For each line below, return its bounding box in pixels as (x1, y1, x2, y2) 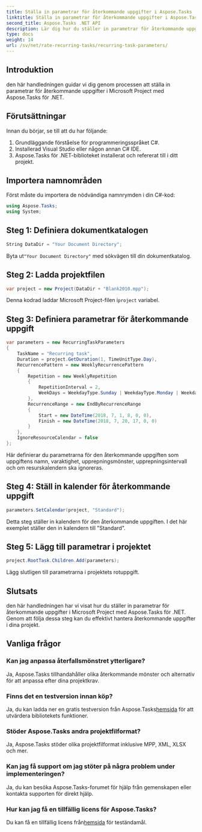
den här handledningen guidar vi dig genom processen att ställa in (6, 81, 170, 88)
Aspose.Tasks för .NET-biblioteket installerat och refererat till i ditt (14, 151, 179, 159)
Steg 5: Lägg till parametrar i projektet (6, 541, 151, 552)
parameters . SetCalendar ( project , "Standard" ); (6, 507, 125, 513)
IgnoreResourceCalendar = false (17, 435, 98, 441)
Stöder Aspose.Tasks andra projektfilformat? (6, 727, 141, 736)
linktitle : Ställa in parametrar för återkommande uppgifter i (6, 14, 168, 20)
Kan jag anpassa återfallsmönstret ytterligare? (6, 657, 145, 665)
